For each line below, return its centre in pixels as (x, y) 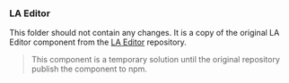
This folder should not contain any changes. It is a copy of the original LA (144, 33)
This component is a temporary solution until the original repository (156, 60)
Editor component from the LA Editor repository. (98, 42)
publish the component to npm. (89, 69)
